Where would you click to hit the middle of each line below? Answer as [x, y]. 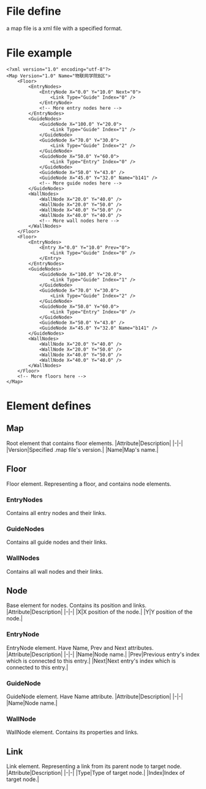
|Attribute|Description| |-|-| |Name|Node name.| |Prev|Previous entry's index [103, 654]
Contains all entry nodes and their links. [56, 513]
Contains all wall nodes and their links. [55, 571]
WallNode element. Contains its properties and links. [73, 732]
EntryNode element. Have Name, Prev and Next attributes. [80, 647]
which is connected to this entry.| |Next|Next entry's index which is [91, 661]
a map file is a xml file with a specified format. [64, 28]
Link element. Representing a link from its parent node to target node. [94, 766]
